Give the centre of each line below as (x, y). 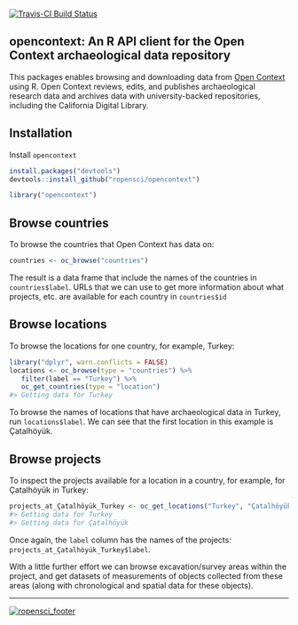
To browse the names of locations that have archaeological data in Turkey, (145, 413)
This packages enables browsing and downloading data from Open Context (147, 76)
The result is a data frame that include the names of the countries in (133, 277)
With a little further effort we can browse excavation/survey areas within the (148, 566)
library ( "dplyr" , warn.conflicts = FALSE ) (89, 362)
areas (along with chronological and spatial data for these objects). (132, 585)
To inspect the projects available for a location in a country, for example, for (147, 480)
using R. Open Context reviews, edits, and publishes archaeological (132, 86)
